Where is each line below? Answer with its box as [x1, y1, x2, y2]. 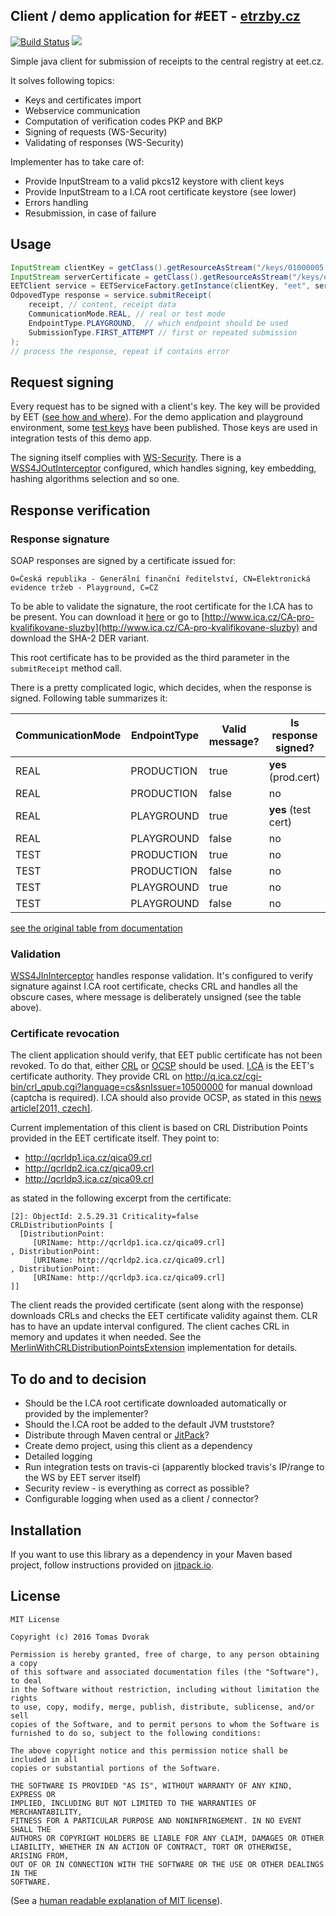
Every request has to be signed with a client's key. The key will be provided [10, 400, 321, 413]
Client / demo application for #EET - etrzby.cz [10, 8, 301, 25]
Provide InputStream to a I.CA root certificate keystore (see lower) [24, 185, 297, 198]
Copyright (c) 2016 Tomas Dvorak [10, 1632, 150, 1642]
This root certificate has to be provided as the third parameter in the [10, 651, 290, 663]
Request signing [10, 374, 115, 391]
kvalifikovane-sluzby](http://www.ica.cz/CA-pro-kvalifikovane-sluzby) [10, 621, 300, 633]
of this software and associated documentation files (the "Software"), [10, 1667, 320, 1677]
